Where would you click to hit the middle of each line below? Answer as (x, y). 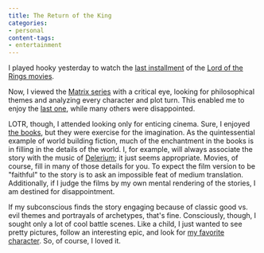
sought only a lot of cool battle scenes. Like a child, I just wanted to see (125, 224)
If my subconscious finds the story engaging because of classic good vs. (128, 207)
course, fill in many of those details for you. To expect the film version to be (132, 166)
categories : (28, 23)
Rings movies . (31, 76)
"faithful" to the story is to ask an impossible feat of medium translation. (126, 175)
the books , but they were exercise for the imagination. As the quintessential (132, 133)
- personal (26, 30)
